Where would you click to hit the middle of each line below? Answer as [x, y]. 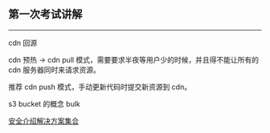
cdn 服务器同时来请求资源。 [54, 70]
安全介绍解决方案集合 [43, 121]
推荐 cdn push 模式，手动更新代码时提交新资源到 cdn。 [100, 87]
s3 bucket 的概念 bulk [44, 103]
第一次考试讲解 [45, 14]
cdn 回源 [23, 42]
